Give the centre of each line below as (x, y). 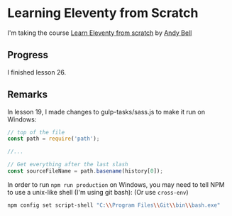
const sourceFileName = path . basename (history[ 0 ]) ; (85, 171)
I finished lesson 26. (37, 72)
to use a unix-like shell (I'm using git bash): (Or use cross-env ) (98, 192)
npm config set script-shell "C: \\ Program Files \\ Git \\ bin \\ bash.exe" (114, 205)
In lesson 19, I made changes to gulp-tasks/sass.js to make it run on (106, 112)
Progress (28, 55)
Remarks (28, 95)
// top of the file (36, 132)
